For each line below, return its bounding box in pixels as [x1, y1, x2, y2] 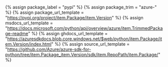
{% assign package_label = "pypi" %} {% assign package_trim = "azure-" [5, 4, 157, 10]
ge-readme [5, 31, 28, 36]
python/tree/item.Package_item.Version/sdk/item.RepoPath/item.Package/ [5, 52, 158, 58]
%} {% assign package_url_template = [5, 9, 84, 15]
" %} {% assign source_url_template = [51, 41, 130, 47]
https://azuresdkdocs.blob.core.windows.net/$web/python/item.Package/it [7, 36, 162, 42]
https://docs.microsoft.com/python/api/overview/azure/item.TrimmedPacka [7, 25, 163, 31]
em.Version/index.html [5, 41, 51, 47]
